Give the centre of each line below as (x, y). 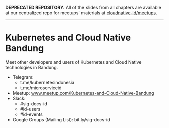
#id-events (31, 114)
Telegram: (23, 77)
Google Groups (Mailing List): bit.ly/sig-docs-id (61, 119)
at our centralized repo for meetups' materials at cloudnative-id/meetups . (81, 13)
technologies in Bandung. (32, 67)
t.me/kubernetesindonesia (47, 82)
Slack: (19, 98)
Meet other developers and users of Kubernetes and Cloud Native (73, 62)
